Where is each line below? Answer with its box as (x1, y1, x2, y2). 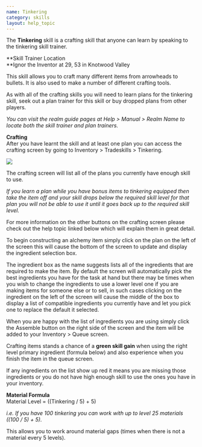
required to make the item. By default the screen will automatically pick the (6, 268, 192, 275)
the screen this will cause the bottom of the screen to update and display (6, 243, 188, 251)
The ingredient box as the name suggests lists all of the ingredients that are (6, 261, 194, 269)
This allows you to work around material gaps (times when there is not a (6, 428, 185, 435)
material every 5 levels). (6, 434, 66, 442)
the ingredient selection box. (6, 249, 77, 257)
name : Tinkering (6, 8, 47, 15)
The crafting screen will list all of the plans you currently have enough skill (6, 170, 191, 177)
